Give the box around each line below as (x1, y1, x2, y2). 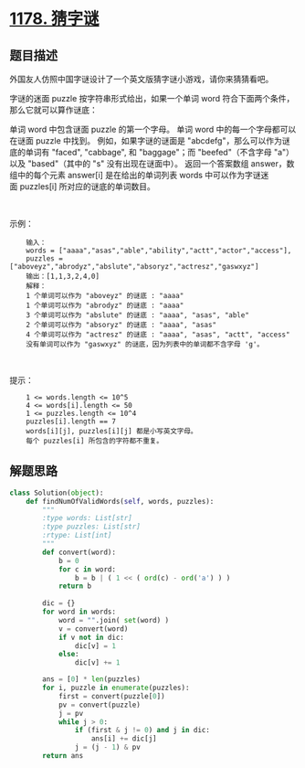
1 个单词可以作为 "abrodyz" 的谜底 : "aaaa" (26, 301, 184, 310)
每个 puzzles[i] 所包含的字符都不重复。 (26, 436, 164, 445)
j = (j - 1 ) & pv (74, 742, 142, 752)
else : (58, 650, 79, 659)
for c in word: (58, 564, 117, 574)
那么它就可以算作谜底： (9, 104, 98, 115)
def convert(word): (42, 548, 117, 557)
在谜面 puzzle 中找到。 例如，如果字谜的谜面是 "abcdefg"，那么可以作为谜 (9, 135, 290, 146)
